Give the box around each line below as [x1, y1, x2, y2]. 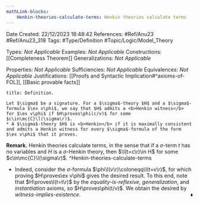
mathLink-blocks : [6, 8, 49, 15]
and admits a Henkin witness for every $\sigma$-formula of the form [6, 126, 182, 132]
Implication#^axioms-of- [125, 72, 185, 79]
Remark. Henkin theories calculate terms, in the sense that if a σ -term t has [6, 141, 191, 148]
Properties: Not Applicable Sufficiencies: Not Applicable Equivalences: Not [6, 66, 188, 73]
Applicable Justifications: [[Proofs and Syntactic [6, 72, 124, 79]
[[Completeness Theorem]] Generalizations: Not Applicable [6, 54, 151, 61]
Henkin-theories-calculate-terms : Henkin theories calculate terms [17, 14, 187, 20]
